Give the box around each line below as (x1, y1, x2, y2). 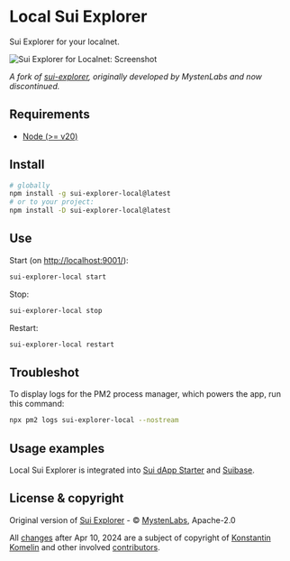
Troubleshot (9, 364, 79, 380)
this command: (9, 399, 65, 409)
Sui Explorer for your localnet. (9, 36, 120, 47)
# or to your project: (9, 198, 95, 207)
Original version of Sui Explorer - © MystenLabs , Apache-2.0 (9, 514, 236, 525)
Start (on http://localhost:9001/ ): (9, 254, 129, 265)
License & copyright (9, 491, 124, 506)
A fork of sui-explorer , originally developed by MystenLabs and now (9, 70, 263, 82)
